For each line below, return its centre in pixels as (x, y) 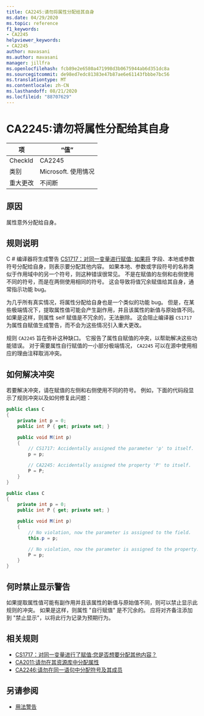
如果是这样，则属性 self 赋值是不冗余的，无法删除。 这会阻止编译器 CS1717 (99, 318)
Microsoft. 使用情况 (67, 171)
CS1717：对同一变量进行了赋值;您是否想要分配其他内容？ (86, 655)
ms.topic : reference (32, 23)
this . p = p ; (43, 538)
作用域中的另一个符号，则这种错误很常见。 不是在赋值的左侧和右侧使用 (105, 274)
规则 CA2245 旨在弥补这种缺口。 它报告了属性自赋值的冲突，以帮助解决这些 (99, 338)
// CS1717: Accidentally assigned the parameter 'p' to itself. (111, 449)
